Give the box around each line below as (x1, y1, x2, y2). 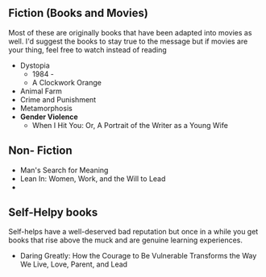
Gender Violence (19, 112, 78, 122)
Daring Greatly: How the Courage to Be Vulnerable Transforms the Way (19, 251, 257, 261)
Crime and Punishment (19, 94, 97, 104)
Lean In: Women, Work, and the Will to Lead (19, 173, 166, 184)
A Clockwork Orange (31, 77, 102, 87)
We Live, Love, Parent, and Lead (19, 259, 127, 269)
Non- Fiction (8, 144, 73, 158)
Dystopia (19, 60, 50, 70)
